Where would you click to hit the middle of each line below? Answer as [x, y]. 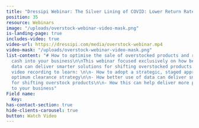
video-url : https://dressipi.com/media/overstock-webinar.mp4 [84, 45]
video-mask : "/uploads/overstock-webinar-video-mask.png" [79, 50]
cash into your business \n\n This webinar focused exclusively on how [99, 61]
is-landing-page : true [34, 34]
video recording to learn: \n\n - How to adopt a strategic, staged [97, 72]
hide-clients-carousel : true [42, 110]
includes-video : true [33, 39]
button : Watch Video [32, 116]
